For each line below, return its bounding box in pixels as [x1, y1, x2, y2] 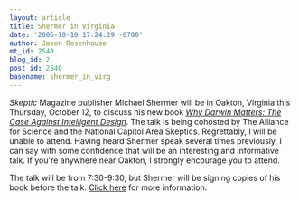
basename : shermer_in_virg [9, 72, 111, 81]
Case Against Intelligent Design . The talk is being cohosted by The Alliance [9, 116, 289, 127]
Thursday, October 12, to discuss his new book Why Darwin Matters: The [9, 106, 282, 118]
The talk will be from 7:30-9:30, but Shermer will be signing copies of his [9, 172, 281, 183]
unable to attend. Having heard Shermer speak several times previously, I [9, 135, 282, 146]
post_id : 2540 [9, 64, 63, 73]
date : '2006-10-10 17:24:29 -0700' [9, 30, 144, 39]
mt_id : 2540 [9, 47, 54, 56]
